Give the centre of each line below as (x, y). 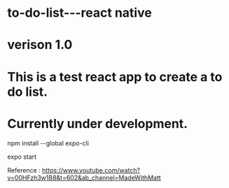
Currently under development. (97, 123)
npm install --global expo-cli (48, 143)
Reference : (24, 170)
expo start (22, 157)
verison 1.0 (40, 45)
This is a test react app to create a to (115, 77)
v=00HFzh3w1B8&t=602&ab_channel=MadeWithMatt (84, 178)
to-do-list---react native (79, 13)
